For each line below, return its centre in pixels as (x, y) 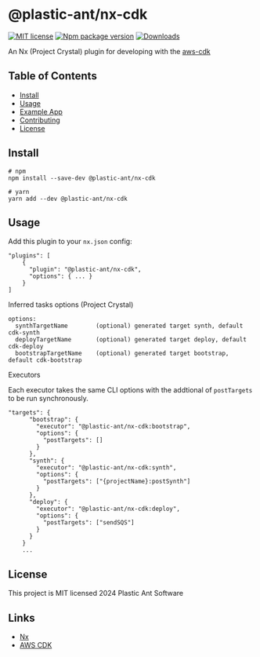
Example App (41, 111)
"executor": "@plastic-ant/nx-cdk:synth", (107, 468)
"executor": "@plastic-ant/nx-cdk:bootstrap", (114, 427)
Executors (24, 375)
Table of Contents (53, 76)
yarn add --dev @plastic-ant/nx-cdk (68, 199)
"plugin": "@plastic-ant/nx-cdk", (85, 270)
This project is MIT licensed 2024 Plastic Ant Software (96, 593)
